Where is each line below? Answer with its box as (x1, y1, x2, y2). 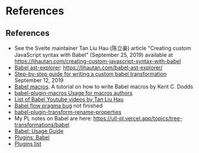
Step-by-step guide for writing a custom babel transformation (14, 71, 167, 77)
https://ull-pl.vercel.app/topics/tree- (93, 115, 183, 122)
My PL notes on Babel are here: (14, 115, 92, 122)
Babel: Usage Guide (14, 127, 64, 134)
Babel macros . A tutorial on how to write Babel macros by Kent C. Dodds (14, 83, 194, 90)
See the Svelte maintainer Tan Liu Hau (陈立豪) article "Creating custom (14, 45, 191, 51)
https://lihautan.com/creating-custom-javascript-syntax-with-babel (14, 58, 181, 65)
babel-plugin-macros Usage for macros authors (14, 90, 133, 96)
